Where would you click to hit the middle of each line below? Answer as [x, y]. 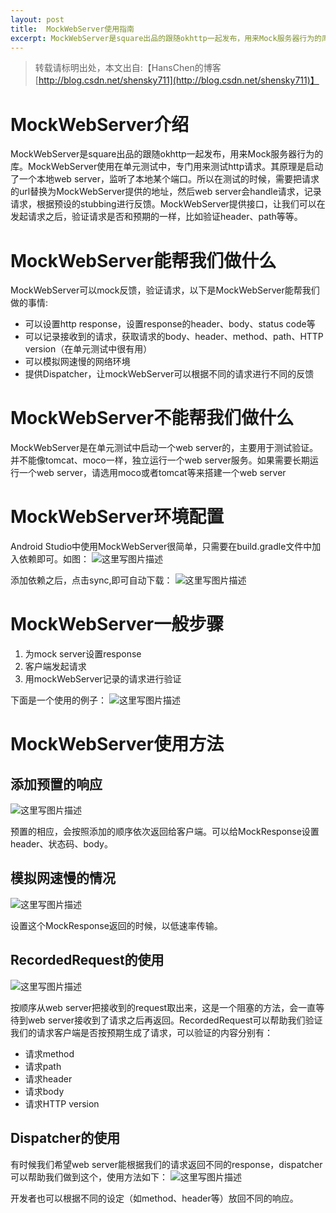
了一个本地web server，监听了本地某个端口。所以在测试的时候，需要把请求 [165, 179]
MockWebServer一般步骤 [117, 624]
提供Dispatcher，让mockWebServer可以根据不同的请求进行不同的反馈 [169, 374]
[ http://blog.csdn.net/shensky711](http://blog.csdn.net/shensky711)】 [177, 80]
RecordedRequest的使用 [87, 960]
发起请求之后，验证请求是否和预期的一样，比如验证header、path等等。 [156, 217]
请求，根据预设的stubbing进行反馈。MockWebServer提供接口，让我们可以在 [168, 204]
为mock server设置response [83, 654]
